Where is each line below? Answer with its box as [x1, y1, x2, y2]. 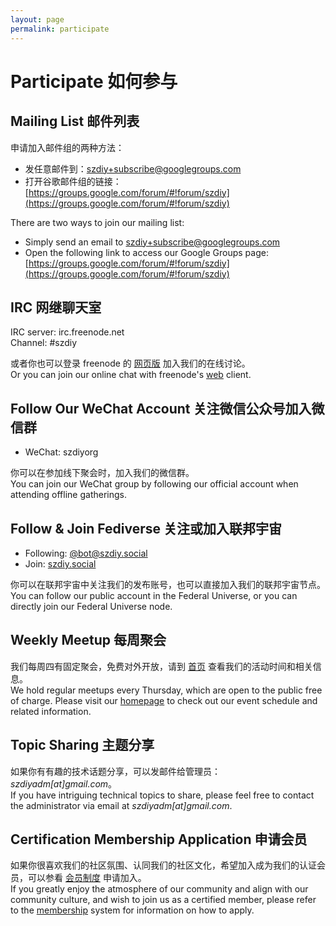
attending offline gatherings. [10, 489, 127, 501]
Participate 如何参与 [10, 70, 178, 93]
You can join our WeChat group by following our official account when [10, 478, 299, 490]
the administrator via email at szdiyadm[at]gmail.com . [10, 799, 233, 811]
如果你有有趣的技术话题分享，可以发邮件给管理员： [10, 765, 221, 777]
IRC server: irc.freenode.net [10, 326, 125, 338]
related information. [10, 705, 92, 717]
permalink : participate [10, 24, 110, 34]
